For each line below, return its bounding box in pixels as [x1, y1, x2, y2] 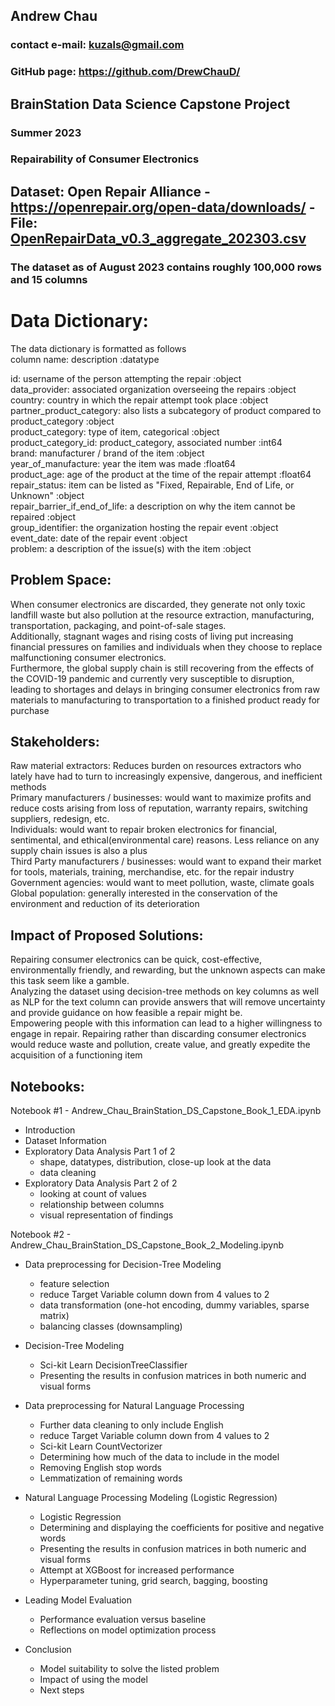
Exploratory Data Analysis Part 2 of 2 [24, 1177, 178, 1189]
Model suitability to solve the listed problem [39, 1662, 220, 1674]
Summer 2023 [10, 125, 82, 139]
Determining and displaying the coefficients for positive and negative [39, 1521, 325, 1533]
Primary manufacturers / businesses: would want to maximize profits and [10, 792, 312, 804]
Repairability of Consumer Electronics [10, 152, 200, 166]
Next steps [39, 1684, 85, 1696]
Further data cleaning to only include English [39, 1419, 224, 1431]
